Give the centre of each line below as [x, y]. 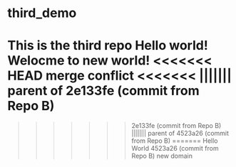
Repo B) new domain [162, 156]
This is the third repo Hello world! [108, 46]
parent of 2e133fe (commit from [103, 91]
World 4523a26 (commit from [175, 149]
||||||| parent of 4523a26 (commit [180, 134]
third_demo [42, 13]
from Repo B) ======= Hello [175, 141]
